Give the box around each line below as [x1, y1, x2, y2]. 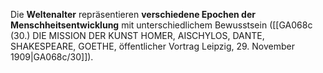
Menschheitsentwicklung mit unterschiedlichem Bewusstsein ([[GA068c [10, 19, 313, 31]
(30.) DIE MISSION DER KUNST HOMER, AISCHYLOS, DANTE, [10, 30, 265, 41]
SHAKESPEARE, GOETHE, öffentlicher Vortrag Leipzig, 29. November [10, 40, 296, 52]
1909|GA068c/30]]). [10, 51, 94, 63]
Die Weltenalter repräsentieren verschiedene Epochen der [10, 9, 256, 20]
